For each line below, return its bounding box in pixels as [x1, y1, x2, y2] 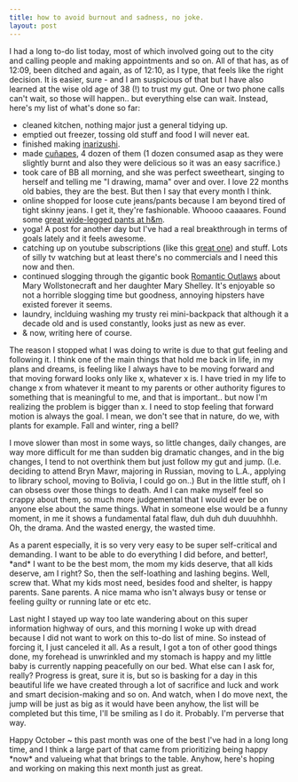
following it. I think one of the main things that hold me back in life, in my [9, 354, 274, 364]
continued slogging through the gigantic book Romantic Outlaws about [21, 270, 281, 281]
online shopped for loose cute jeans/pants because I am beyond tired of [21, 195, 286, 205]
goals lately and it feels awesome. [21, 233, 146, 243]
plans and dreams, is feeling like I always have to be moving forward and [9, 363, 275, 374]
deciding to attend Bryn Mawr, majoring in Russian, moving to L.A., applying [9, 466, 286, 476]
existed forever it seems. [21, 299, 113, 309]
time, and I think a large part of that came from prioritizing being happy [9, 744, 269, 754]
